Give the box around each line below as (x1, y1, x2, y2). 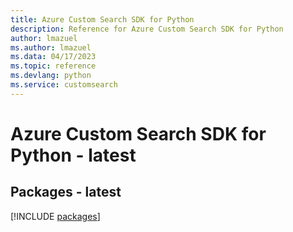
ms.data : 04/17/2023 (10, 52, 97, 62)
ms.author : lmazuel (10, 42, 92, 53)
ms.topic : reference (10, 61, 97, 71)
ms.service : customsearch (10, 80, 118, 90)
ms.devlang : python (10, 71, 92, 81)
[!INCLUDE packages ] (10, 210, 101, 222)
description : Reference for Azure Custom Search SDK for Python (10, 24, 284, 34)
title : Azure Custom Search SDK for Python (10, 14, 195, 25)
